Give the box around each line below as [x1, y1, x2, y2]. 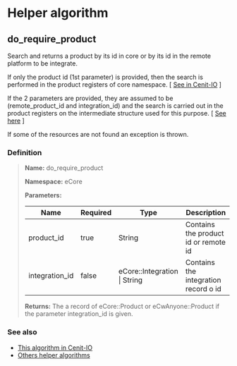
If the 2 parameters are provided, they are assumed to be [7, 94, 174, 102]
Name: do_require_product [24, 164, 104, 172]
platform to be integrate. [7, 59, 78, 68]
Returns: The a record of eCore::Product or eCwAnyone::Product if [24, 302, 220, 311]
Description [186, 208, 226, 218]
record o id [185, 284, 222, 294]
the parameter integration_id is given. [24, 310, 133, 318]
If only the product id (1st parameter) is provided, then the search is [7, 73, 203, 81]
